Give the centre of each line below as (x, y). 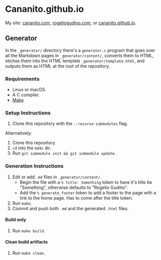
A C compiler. (26, 95)
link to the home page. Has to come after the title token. (76, 198)
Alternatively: (19, 133)
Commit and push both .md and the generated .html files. (70, 208)
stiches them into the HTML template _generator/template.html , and (75, 61)
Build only (16, 220)
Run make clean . (29, 253)
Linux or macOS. (29, 89)
